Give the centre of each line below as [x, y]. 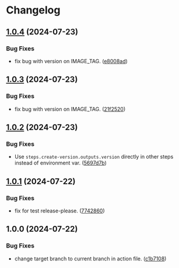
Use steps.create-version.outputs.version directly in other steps [94, 157]
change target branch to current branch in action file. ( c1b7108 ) [90, 259]
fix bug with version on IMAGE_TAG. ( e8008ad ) [71, 61]
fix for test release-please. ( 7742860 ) [59, 211]
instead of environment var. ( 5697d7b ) [60, 163]
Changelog [33, 10]
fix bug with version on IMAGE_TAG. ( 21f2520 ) [70, 109]
